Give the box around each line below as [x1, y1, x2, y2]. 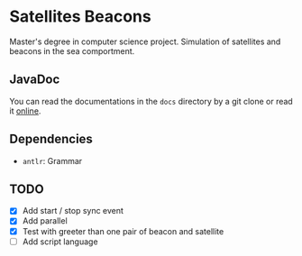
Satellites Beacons [9, 6, 151, 27]
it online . [9, 105, 41, 116]
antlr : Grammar [22, 155, 83, 166]
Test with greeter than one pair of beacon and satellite [22, 225, 224, 236]
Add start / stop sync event [22, 206, 124, 216]
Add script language [22, 236, 98, 247]
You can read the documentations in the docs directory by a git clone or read [9, 96, 293, 106]
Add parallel [22, 215, 68, 226]
